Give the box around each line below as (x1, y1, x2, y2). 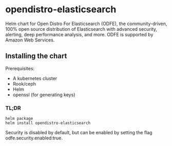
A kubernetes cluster (12, 75, 58, 81)
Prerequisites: (5, 65, 35, 71)
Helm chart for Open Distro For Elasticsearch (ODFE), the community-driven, (5, 20, 167, 27)
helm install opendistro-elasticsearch (5, 120, 91, 126)
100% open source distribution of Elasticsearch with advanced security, (5, 26, 158, 32)
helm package (5, 116, 33, 121)
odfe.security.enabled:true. (5, 135, 63, 141)
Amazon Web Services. (5, 37, 55, 43)
